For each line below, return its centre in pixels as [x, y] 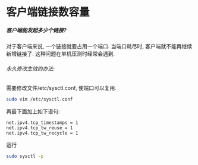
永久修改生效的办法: [31, 69]
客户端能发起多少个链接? [36, 30]
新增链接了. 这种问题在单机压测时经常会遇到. [61, 54]
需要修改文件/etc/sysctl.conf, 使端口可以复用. [62, 88]
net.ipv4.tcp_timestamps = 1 [42, 123]
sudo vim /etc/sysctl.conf [40, 99]
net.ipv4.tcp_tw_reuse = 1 [40, 128]
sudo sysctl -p [25, 156]
